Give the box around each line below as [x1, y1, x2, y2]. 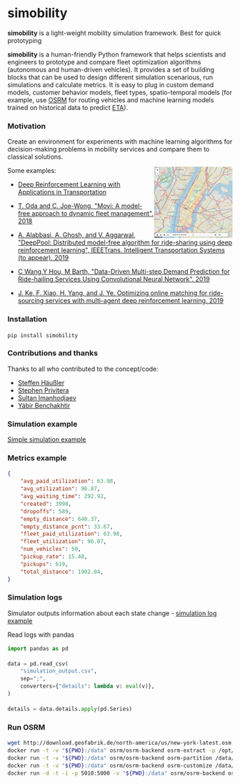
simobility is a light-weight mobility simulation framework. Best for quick [7, 29, 221, 37]
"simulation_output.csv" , [20, 668, 98, 675]
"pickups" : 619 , [20, 560, 69, 567]
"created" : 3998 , [20, 500, 72, 507]
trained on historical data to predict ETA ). [7, 103, 129, 111]
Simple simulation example [7, 435, 86, 444]
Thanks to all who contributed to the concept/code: [7, 364, 159, 373]
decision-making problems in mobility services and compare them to [7, 145, 210, 154]
